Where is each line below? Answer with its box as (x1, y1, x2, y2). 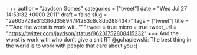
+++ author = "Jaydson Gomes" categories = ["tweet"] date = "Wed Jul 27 (6, 5, 188, 12)
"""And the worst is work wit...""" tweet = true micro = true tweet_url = (6, 23, 177, 30)
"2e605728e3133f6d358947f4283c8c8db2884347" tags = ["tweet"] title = (6, 18, 189, 24)
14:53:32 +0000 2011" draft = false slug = (6, 11, 107, 18)
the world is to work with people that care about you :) (6, 42, 138, 49)
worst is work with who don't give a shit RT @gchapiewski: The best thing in (6, 36, 192, 43)
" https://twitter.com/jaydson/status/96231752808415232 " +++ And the (6, 30, 179, 37)
